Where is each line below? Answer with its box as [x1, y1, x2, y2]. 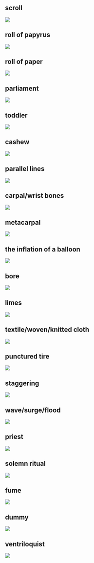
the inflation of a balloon [5, 245, 80, 253]
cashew [5, 138, 30, 146]
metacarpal [5, 218, 41, 227]
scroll [5, 4, 23, 12]
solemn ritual [5, 459, 46, 468]
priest [5, 433, 23, 441]
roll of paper [5, 58, 43, 66]
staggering [5, 379, 39, 387]
